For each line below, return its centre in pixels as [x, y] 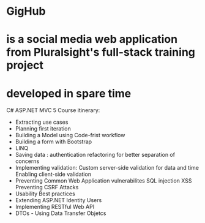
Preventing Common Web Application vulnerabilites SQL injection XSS [103, 181]
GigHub [26, 11]
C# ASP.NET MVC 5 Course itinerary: [53, 110]
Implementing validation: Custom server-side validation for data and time [107, 168]
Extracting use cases [42, 122]
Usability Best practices [45, 194]
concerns [27, 161]
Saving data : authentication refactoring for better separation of [95, 155]
